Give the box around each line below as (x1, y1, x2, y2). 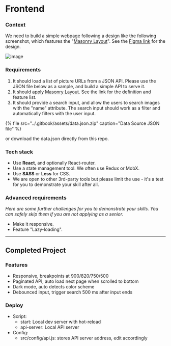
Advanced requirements (5, 194, 67, 201)
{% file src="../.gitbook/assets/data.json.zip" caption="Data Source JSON (5, 120, 160, 126)
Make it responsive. (12, 221, 54, 227)
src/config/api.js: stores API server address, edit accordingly (20, 335, 148, 341)
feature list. (12, 94, 37, 100)
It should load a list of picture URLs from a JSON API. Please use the (12, 77, 156, 84)
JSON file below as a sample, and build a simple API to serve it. (12, 83, 146, 89)
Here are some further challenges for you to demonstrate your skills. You (5, 206, 159, 212)
